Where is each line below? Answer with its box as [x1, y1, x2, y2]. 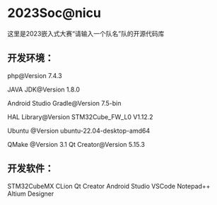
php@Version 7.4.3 [7, 71, 62, 79]
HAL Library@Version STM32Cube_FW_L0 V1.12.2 [7, 112, 153, 121]
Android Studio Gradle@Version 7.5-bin [7, 99, 122, 107]
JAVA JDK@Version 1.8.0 [7, 85, 80, 94]
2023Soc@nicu [7, 5, 101, 21]
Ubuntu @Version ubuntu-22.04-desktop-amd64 [7, 126, 151, 135]
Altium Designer [7, 189, 54, 198]
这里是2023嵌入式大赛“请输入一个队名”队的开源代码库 [7, 29, 165, 38]
